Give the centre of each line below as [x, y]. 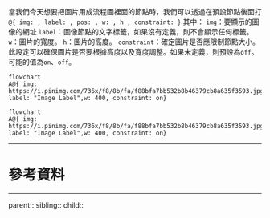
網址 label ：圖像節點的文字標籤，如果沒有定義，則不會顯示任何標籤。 [138, 32]
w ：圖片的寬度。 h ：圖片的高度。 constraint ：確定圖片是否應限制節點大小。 [134, 42]
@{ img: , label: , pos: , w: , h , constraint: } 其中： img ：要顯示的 [130, 22]
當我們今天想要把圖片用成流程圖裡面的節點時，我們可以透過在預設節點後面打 [135, 12]
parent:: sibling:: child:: [46, 205]
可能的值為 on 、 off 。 [42, 62]
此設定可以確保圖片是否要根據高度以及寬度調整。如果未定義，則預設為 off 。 [133, 52]
